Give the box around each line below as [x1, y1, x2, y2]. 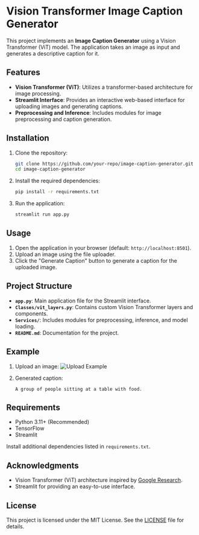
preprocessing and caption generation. [14, 115, 112, 123]
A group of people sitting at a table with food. [14, 386, 143, 392]
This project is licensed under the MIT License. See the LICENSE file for [6, 516, 185, 524]
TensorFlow [14, 424, 45, 432]
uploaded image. [14, 263, 57, 271]
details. [6, 522, 25, 530]
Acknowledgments [6, 460, 80, 470]
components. [14, 310, 48, 317]
